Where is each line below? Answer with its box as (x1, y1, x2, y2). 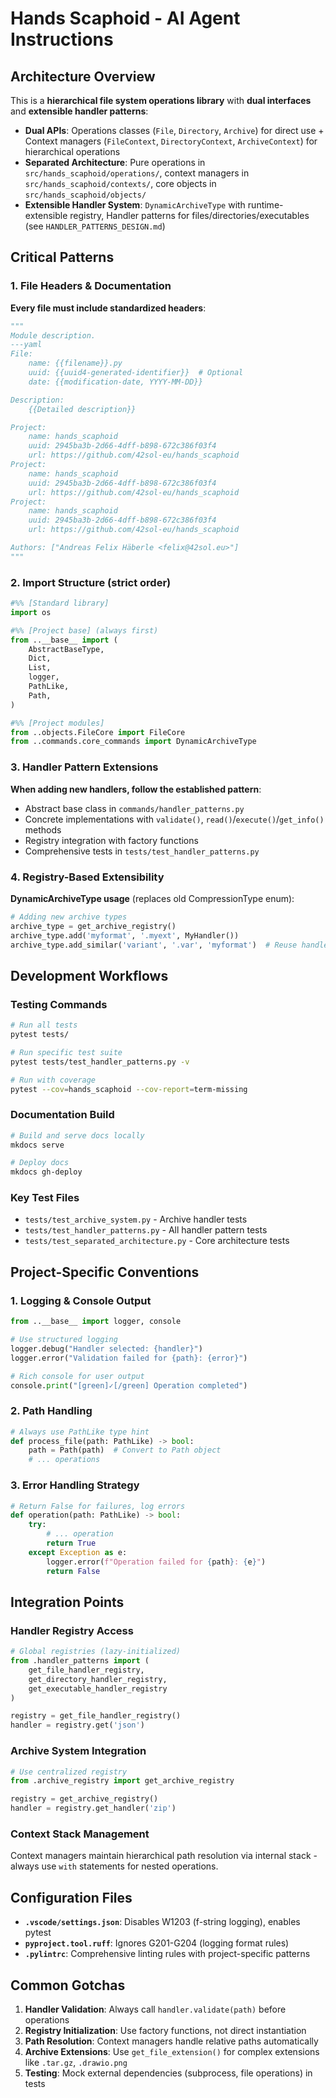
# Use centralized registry (10, 1767, 128, 1777)
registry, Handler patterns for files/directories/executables (69, 210, 310, 221)
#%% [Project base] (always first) (10, 625, 159, 636)
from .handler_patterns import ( (10, 1656, 150, 1666)
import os (10, 607, 52, 617)
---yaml (10, 340, 43, 350)
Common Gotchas (10, 1977, 126, 1994)
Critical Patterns (10, 249, 115, 266)
